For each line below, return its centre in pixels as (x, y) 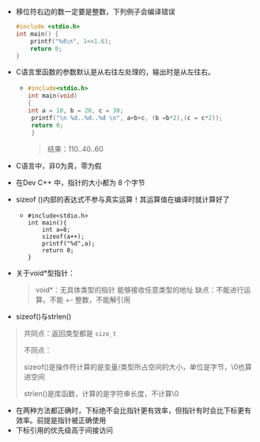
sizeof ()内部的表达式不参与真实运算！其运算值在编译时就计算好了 (122, 199)
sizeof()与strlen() (43, 316)
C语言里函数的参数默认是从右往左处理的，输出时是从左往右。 (115, 72)
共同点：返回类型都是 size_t (70, 333)
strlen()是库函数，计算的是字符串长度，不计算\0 (101, 393)
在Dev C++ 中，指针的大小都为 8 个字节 (80, 182)
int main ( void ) (52, 96)
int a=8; (57, 229)
